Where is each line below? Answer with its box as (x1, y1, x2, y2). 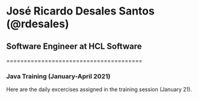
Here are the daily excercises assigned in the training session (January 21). (6, 86, 193, 93)
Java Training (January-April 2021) (6, 72, 111, 80)
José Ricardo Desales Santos (6, 4, 155, 18)
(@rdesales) (6, 17, 69, 31)
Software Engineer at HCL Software (6, 41, 142, 51)
